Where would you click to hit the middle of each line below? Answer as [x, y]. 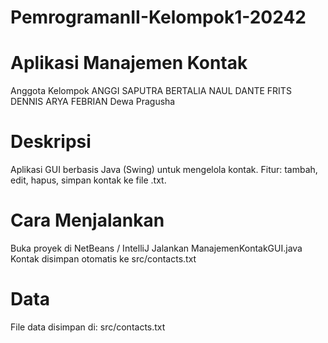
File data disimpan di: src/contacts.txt [88, 327]
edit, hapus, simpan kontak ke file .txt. [88, 180]
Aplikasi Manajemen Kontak [129, 63]
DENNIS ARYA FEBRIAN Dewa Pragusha [93, 102]
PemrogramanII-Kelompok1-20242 [158, 17]
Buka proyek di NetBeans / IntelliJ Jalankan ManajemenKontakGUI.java [156, 248]
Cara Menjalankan [87, 220]
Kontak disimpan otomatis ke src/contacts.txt [103, 259]
